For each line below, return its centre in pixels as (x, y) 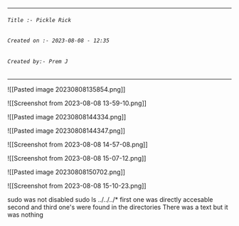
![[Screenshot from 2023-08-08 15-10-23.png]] (77, 186)
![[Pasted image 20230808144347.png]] (67, 131)
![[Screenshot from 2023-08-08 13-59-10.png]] (77, 103)
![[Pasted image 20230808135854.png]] (67, 90)
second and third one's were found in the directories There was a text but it (118, 208)
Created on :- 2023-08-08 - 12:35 (59, 41)
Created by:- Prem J (38, 61)
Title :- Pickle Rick (39, 20)
